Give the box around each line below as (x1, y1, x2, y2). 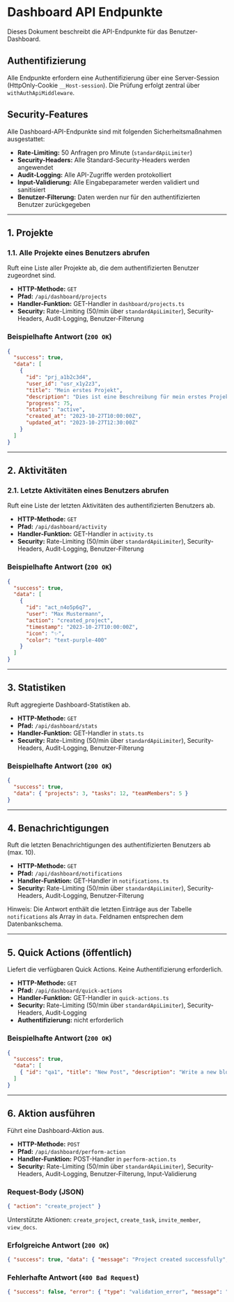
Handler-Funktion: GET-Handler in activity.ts (17, 530, 154, 538)
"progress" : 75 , (25, 400, 73, 407)
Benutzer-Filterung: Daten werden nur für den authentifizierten (17, 193, 201, 201)
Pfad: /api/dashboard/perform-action (17, 1147, 126, 1155)
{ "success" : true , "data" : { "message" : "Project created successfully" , (7, 1256, 229, 1264)
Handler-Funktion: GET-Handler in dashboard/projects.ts (17, 300, 185, 308)
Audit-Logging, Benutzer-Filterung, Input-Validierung (45, 1169, 197, 1178)
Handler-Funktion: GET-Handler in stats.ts (17, 728, 144, 737)
